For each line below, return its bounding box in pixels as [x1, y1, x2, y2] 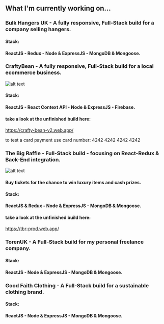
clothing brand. [5, 288, 44, 295]
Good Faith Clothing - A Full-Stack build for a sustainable [5, 282, 149, 289]
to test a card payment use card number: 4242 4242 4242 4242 [5, 137, 141, 143]
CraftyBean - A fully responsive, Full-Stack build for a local [5, 63, 154, 70]
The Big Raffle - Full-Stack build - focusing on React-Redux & [5, 150, 159, 157]
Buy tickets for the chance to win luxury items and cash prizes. [5, 180, 142, 186]
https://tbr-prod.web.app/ [5, 226, 60, 232]
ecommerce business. [5, 69, 62, 76]
